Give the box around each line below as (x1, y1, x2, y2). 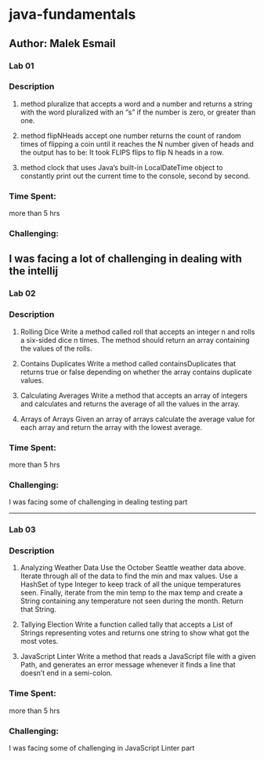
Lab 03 (9, 524, 36, 535)
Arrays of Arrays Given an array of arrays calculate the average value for (20, 414, 255, 424)
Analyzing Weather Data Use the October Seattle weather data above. (20, 563, 246, 573)
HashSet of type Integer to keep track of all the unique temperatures (20, 580, 241, 589)
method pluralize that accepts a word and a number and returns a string (20, 99, 253, 108)
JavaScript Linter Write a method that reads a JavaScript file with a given (20, 652, 256, 661)
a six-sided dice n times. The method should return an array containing (20, 335, 250, 344)
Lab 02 (9, 288, 36, 299)
